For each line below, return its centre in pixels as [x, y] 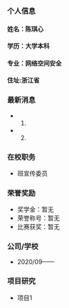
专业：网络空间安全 [34, 63]
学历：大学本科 [28, 46]
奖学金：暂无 [35, 209]
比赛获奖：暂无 [38, 227]
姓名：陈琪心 [25, 28]
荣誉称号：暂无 [38, 218]
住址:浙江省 [23, 80]
